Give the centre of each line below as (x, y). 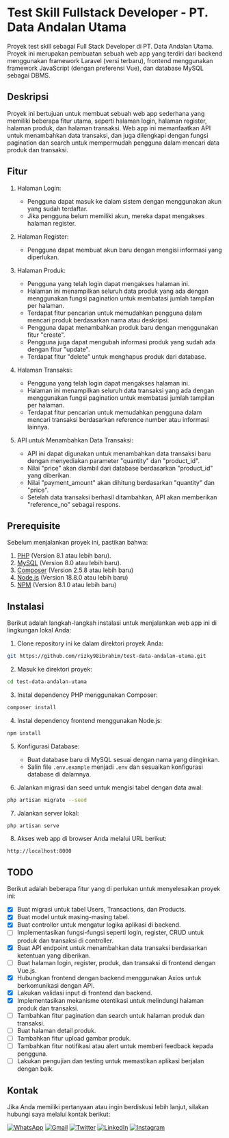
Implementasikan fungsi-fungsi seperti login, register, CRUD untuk (110, 933)
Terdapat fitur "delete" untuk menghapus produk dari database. (117, 356)
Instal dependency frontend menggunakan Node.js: (90, 720)
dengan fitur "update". (58, 349)
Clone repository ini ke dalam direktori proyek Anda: (90, 643)
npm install (24, 733)
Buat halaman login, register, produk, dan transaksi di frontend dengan (116, 962)
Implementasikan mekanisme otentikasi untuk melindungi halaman (110, 1000)
